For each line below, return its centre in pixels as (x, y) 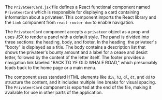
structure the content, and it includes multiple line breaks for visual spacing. (81, 82)
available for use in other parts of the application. (54, 92)
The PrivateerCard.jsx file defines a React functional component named (78, 7)
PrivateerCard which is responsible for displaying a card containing (72, 12)
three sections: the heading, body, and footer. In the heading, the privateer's (81, 42)
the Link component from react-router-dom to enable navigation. (70, 22)
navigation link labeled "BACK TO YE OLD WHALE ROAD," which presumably (81, 63)
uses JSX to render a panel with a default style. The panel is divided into (77, 37)
